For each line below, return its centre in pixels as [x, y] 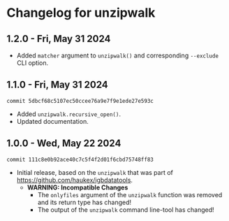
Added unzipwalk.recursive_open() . [69, 114]
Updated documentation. [52, 121]
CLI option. [32, 63]
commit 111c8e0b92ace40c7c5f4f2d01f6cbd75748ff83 [80, 159]
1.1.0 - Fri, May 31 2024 [58, 85]
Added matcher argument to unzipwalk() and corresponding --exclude [118, 55]
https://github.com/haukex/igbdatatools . [75, 180]
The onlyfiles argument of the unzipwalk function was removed [130, 194]
